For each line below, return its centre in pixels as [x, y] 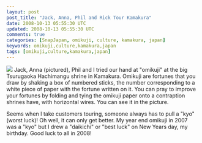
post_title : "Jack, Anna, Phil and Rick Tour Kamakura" [79, 18]
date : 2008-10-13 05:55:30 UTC [46, 23]
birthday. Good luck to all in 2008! [49, 133]
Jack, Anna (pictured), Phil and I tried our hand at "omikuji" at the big [101, 69]
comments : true [26, 35]
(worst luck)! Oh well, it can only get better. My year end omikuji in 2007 [97, 120]
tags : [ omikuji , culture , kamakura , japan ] [59, 52]
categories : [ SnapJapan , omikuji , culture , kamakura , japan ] [86, 40]
